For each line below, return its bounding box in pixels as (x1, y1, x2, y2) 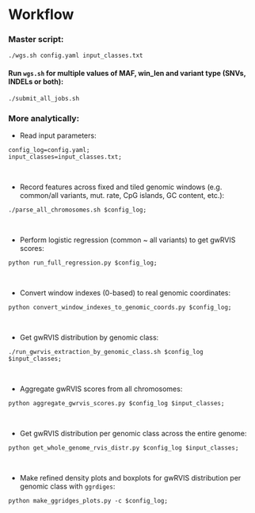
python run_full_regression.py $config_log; (8, 259, 158, 267)
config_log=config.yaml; (8, 146, 90, 154)
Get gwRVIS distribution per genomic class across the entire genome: (19, 428, 247, 438)
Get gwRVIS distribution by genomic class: (19, 332, 159, 342)
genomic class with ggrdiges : (19, 481, 116, 491)
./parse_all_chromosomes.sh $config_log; (8, 206, 147, 214)
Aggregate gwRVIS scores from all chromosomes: (19, 384, 183, 393)
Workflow (8, 6, 74, 24)
